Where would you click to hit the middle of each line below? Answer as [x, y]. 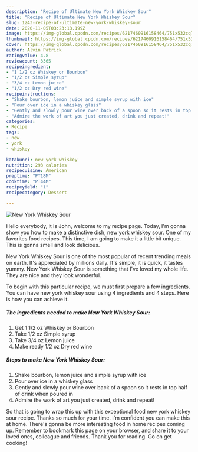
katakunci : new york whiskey [42, 160]
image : [14, 34]
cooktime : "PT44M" [29, 182]
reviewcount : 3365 [29, 61]
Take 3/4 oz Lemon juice [44, 340]
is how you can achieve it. [38, 299]
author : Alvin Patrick [34, 50]
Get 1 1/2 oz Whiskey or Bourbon [54, 327]
